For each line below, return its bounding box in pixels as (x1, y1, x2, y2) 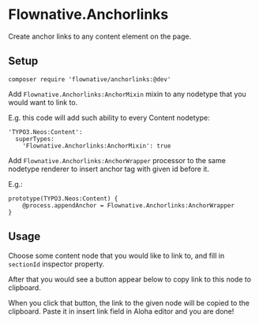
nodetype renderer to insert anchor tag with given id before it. (8, 164, 209, 173)
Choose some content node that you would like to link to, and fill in (8, 251, 225, 260)
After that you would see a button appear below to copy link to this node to (8, 274, 251, 284)
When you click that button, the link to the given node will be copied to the (8, 298, 250, 307)
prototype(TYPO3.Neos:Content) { (8, 195, 118, 203)
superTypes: (15, 135, 55, 143)
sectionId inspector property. (8, 259, 105, 269)
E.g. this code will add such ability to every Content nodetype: (8, 113, 211, 122)
